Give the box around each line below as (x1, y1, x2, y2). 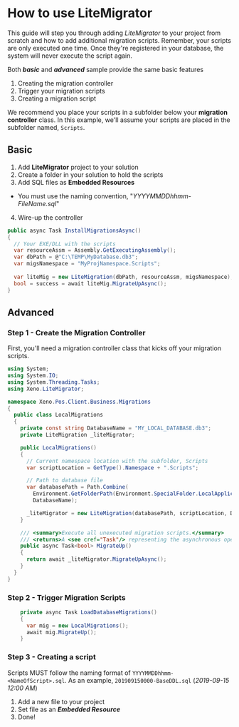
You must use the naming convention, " (17, 191, 134, 200)
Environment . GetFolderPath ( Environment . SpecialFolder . (33, 490, 199, 497)
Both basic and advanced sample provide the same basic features (7, 65, 204, 73)
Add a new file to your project (17, 697, 105, 706)
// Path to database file (26, 477, 103, 484)
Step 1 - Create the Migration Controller (7, 327, 146, 337)
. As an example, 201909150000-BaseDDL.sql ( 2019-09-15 (64, 676, 230, 684)
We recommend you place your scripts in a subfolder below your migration (7, 108, 228, 116)
